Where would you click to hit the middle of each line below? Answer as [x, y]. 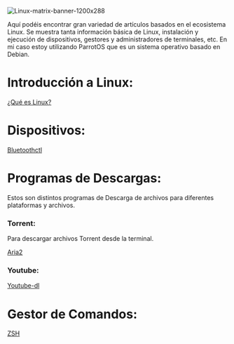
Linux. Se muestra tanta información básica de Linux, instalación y [103, 32]
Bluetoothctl [25, 150]
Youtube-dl [23, 286]
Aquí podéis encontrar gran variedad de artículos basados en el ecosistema [117, 24]
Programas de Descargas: [84, 178]
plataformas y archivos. [41, 205]
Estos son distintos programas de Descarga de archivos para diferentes [111, 197]
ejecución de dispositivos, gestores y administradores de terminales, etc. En [117, 39]
